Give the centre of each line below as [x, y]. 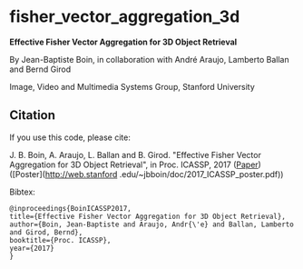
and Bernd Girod [40, 69]
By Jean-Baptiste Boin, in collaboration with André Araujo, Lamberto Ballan [149, 59]
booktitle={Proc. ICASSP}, [60, 240]
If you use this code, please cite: [70, 137]
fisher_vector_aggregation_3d [125, 17]
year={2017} [32, 248]
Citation [33, 115]
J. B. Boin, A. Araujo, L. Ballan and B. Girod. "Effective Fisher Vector [135, 154]
